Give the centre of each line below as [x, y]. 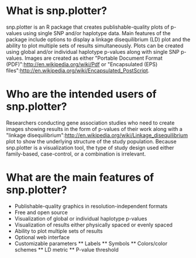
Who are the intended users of [81, 94]
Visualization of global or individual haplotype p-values [81, 218]
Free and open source [41, 212]
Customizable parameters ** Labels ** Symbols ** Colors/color [91, 243]
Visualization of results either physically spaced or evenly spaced [93, 225]
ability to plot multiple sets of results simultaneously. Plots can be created [95, 46]
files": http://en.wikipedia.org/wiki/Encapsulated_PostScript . [78, 70]
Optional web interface [42, 237]
